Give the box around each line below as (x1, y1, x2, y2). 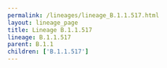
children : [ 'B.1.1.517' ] (7, 48, 89, 55)
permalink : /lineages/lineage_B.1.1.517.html (7, 11, 159, 20)
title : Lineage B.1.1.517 (7, 26, 92, 34)
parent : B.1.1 (7, 41, 54, 48)
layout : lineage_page (7, 19, 79, 27)
